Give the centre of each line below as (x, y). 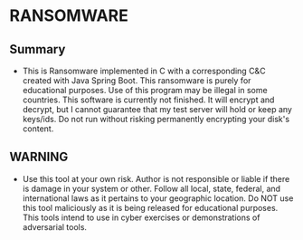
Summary (38, 49)
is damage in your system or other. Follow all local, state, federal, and (151, 188)
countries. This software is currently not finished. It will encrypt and (148, 100)
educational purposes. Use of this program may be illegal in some (145, 90)
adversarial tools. (55, 226)
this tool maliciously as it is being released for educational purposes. (150, 207)
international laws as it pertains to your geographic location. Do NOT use (158, 198)
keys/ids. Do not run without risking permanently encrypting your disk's (156, 119)
